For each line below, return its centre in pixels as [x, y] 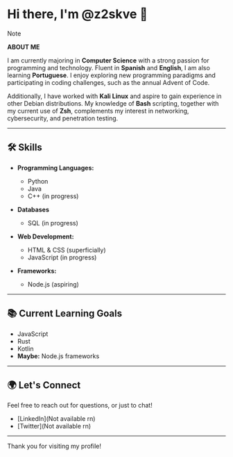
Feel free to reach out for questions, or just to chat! [80, 406]
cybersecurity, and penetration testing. [63, 118]
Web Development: [45, 236]
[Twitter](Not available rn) [54, 426]
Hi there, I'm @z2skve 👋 [77, 14]
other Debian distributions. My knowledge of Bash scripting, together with [113, 103]
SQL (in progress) [53, 223]
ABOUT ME [24, 47]
